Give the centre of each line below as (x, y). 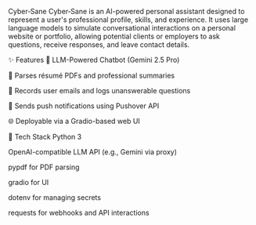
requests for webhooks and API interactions (79, 212)
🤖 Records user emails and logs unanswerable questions (99, 91)
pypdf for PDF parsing (44, 167)
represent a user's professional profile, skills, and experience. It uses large (128, 20)
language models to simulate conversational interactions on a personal (122, 28)
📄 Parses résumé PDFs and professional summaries (91, 75)
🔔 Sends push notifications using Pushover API (84, 106)
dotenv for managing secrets (55, 198)
